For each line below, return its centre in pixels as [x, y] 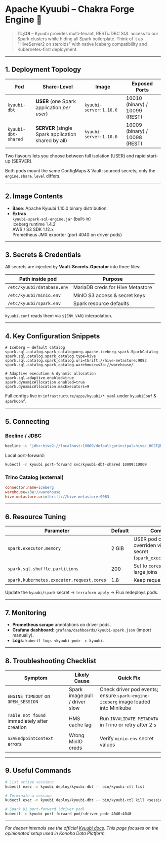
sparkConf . [16, 401]
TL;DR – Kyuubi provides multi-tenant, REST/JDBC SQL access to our [88, 33]
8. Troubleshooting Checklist [51, 661]
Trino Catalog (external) [35, 477]
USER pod [145, 539]
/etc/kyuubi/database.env [38, 287]
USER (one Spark [56, 101]
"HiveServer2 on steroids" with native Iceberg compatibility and [82, 44]
